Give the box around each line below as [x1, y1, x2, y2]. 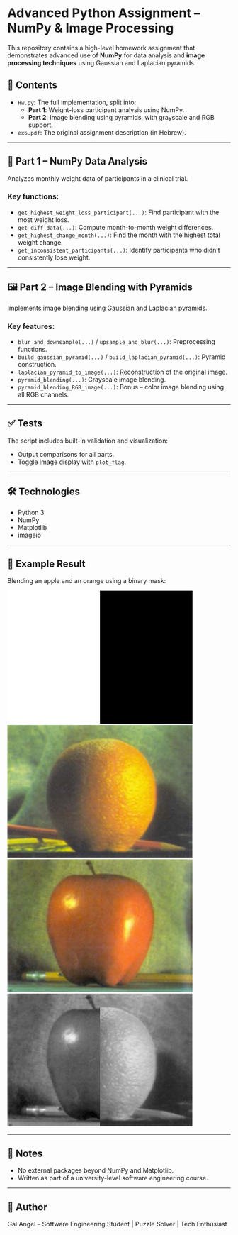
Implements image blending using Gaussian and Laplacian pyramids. [7, 304, 208, 312]
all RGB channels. [17, 390, 69, 399]
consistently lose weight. [17, 253, 91, 262]
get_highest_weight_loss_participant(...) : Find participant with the [17, 208, 220, 216]
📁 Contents [7, 79, 58, 92]
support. [28, 121, 53, 129]
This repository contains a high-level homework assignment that [7, 43, 195, 52]
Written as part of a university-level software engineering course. [17, 1174, 208, 1183]
